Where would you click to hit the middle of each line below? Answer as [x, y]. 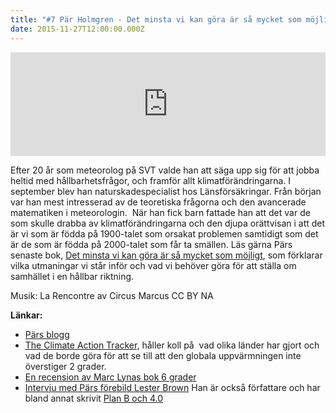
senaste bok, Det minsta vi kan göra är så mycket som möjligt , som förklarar [166, 255]
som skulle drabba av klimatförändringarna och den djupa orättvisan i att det [168, 223]
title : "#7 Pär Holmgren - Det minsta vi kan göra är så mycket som [156, 19]
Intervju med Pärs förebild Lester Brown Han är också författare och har [172, 387]
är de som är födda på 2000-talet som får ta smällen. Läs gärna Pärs [151, 244]
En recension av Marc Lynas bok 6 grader [110, 377]
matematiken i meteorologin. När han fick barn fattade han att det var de [160, 212]
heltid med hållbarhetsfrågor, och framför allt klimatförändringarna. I [151, 180]
